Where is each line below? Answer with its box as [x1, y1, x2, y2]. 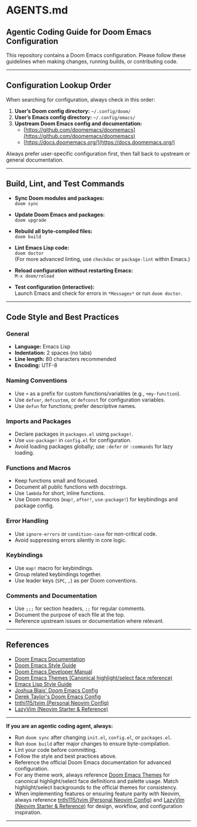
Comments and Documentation [6, 591, 97, 600]
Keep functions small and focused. [14, 477, 98, 484]
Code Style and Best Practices [6, 312, 119, 322]
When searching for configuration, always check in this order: [6, 96, 155, 103]
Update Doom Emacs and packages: [14, 211, 105, 218]
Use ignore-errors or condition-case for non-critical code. [14, 530, 157, 537]
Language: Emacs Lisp [14, 343, 71, 350]
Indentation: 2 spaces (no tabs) [14, 349, 92, 356]
